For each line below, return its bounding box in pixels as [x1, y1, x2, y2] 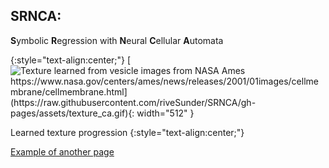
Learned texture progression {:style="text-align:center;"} [10, 126, 245, 138]
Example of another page [10, 145, 115, 158]
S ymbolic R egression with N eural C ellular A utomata [10, 34, 224, 46]
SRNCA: [10, 8, 62, 25]
